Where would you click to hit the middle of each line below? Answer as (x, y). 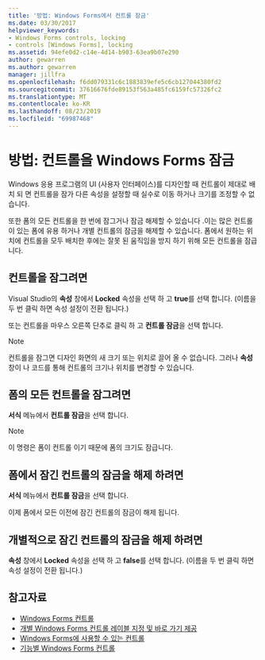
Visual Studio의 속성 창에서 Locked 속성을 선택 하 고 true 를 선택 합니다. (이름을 (132, 298)
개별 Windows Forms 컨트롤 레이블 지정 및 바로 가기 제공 (108, 628)
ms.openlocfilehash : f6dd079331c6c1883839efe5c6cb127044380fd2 (115, 82)
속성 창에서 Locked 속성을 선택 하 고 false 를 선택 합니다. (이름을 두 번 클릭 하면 (131, 561)
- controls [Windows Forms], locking (71, 45)
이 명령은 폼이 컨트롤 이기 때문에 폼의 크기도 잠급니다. (90, 447)
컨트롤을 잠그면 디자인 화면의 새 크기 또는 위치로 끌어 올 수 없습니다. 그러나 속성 (131, 357)
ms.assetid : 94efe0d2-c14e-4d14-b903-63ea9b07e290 (94, 52)
